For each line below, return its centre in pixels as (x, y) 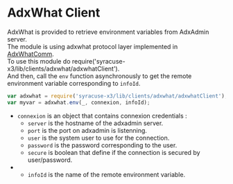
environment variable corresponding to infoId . (74, 83)
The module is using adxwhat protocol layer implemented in (93, 46)
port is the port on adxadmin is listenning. (87, 130)
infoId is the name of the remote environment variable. (106, 174)
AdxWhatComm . (31, 54)
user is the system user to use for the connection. (98, 138)
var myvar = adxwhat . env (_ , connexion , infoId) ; (79, 102)
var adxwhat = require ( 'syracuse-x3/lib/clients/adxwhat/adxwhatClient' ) (116, 96)
